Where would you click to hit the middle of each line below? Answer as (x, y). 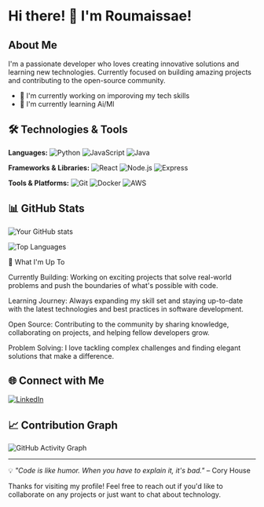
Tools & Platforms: (38, 183)
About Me (33, 45)
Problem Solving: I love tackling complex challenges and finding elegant (125, 348)
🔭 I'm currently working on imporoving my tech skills (104, 96)
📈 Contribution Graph (63, 425)
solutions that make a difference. (61, 356)
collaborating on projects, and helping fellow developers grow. (109, 332)
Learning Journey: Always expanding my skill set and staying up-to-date (126, 301)
